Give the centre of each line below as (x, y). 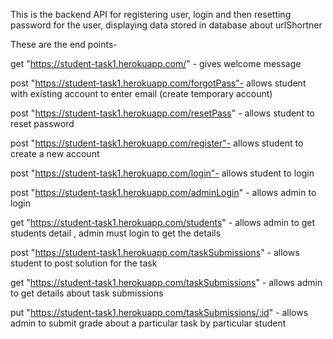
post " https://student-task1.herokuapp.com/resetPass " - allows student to (162, 113)
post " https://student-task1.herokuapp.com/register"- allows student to (157, 143)
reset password (42, 123)
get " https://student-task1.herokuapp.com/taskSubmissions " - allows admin (166, 282)
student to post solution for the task (84, 263)
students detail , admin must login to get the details (116, 233)
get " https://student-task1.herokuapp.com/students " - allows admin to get (163, 222)
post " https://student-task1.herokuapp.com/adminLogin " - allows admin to (163, 192)
